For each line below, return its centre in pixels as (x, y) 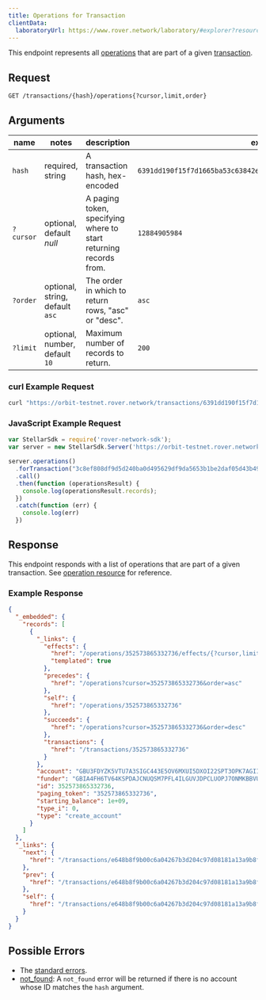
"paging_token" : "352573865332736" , (97, 794)
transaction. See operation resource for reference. (90, 572)
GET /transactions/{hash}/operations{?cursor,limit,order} (108, 96)
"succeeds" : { (66, 720)
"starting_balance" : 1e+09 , (83, 801)
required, (61, 166)
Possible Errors (47, 951)
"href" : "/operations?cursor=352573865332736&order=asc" (146, 683)
